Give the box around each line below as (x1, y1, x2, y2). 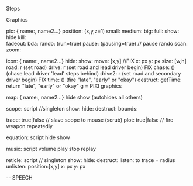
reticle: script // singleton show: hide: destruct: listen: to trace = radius (6, 157, 175, 163)
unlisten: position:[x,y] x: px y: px (6, 163, 86, 170)
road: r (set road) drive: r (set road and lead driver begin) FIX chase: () (6, 64, 175, 71)
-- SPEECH (6, 174, 33, 181)
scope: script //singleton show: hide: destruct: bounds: (6, 105, 139, 112)
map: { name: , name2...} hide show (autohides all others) (6, 94, 143, 101)
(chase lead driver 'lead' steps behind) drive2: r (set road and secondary (6, 70, 181, 77)
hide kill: (6, 34, 26, 40)
